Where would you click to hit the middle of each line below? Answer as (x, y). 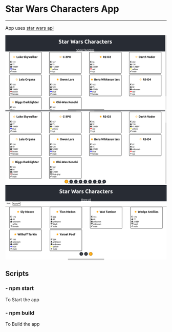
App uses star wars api (29, 28)
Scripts (17, 274)
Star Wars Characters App (62, 9)
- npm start (20, 288)
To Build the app (23, 324)
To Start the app (22, 299)
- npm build (20, 313)
